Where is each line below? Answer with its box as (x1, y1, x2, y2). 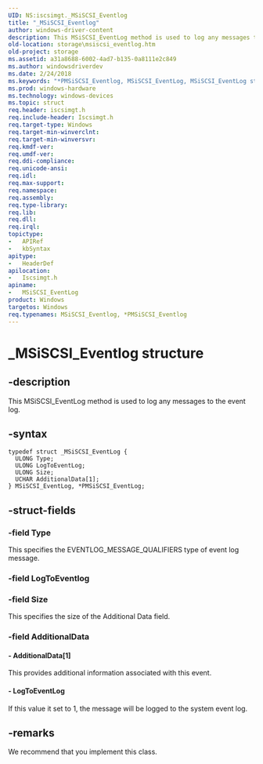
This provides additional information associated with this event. (8, 668, 212, 678)
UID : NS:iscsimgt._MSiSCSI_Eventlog (8, 11, 128, 20)
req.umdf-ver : (8, 150, 55, 158)
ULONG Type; (15, 455, 55, 463)
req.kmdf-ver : (8, 143, 55, 151)
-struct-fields (8, 504, 76, 517)
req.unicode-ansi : (8, 165, 68, 173)
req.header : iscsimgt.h (8, 107, 86, 115)
